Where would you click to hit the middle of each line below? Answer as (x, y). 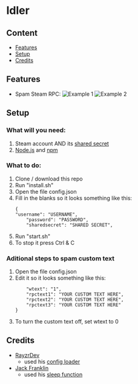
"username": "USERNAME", (46, 214)
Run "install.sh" (34, 185)
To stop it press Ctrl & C (45, 242)
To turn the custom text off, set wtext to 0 (67, 322)
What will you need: (36, 130)
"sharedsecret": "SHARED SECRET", (70, 225)
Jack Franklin (32, 368)
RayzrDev (27, 355)
